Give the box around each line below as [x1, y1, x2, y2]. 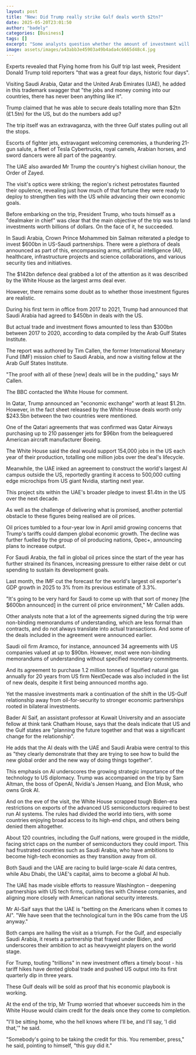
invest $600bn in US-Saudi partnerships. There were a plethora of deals [6, 241, 180, 248]
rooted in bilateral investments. [6, 703, 81, 710]
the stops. [6, 128, 30, 135]
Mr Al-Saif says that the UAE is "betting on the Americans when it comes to [6, 905, 188, 912]
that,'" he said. [6, 1024, 41, 1031]
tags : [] [6, 36, 27, 42]
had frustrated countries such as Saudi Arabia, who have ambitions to [6, 847, 174, 854]
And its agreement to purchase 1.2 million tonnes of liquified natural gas [6, 666, 179, 673]
